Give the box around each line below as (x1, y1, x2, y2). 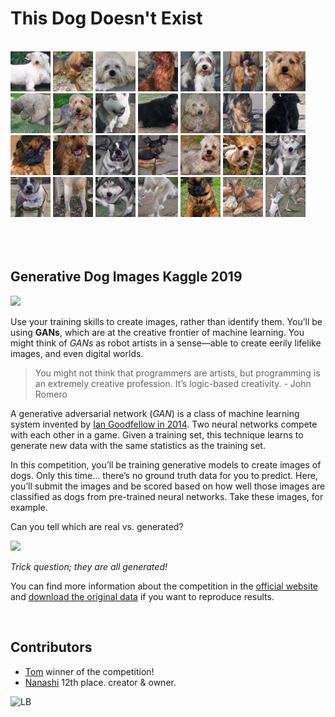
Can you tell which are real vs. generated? (10, 520, 184, 532)
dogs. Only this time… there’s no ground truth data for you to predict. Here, (10, 469, 318, 481)
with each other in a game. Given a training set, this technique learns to (10, 428, 304, 441)
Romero (34, 388, 68, 400)
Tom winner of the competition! (24, 665, 155, 677)
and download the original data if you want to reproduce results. (10, 590, 275, 602)
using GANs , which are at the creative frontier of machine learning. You (10, 326, 305, 338)
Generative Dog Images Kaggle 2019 (10, 268, 243, 286)
